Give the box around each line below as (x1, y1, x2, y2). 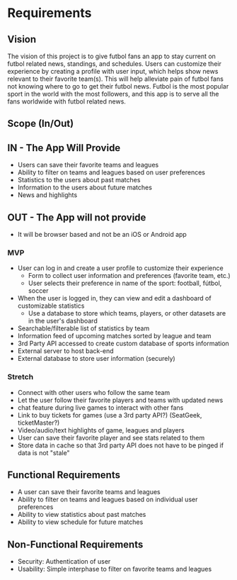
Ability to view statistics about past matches (17, 511, 146, 519)
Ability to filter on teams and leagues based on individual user (17, 495, 198, 504)
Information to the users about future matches (17, 183, 152, 192)
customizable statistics (17, 301, 85, 310)
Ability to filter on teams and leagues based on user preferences (17, 168, 205, 177)
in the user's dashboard (28, 317, 98, 325)
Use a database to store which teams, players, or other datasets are (28, 309, 226, 318)
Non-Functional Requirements (7, 538, 144, 550)
